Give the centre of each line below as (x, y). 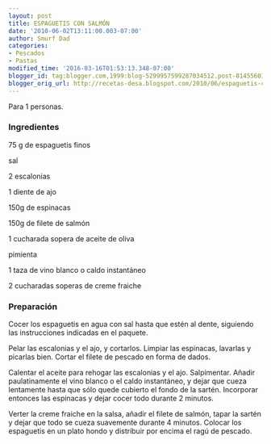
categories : (28, 46)
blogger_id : (28, 76)
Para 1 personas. (36, 107)
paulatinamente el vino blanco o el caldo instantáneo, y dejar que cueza (128, 381)
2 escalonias (29, 176)
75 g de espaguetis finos (50, 145)
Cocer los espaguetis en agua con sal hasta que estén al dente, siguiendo (131, 325)
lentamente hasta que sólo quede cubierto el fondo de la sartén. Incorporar (133, 390)
